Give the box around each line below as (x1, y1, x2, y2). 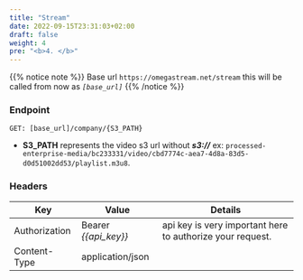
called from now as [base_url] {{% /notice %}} (9, 81, 185, 92)
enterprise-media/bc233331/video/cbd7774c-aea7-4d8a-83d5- (22, 150, 250, 159)
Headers (9, 180, 48, 192)
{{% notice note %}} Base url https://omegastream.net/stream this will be (9, 71, 282, 82)
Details (210, 203, 242, 216)
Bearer (80, 219, 110, 231)
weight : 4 (9, 38, 47, 48)
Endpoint (9, 104, 50, 117)
